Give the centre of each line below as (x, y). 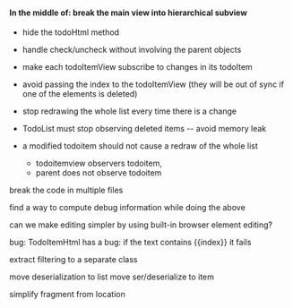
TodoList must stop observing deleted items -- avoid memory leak (144, 129)
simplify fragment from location (67, 295)
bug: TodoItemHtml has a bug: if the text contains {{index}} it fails (130, 243)
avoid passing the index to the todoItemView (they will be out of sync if (153, 84)
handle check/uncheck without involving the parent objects (132, 50)
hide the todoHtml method (70, 32)
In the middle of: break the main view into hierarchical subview (129, 13)
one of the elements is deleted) (80, 94)
